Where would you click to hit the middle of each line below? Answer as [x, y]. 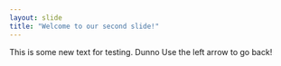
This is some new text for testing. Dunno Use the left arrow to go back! [141, 52]
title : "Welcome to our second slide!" [84, 26]
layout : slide [36, 18]
